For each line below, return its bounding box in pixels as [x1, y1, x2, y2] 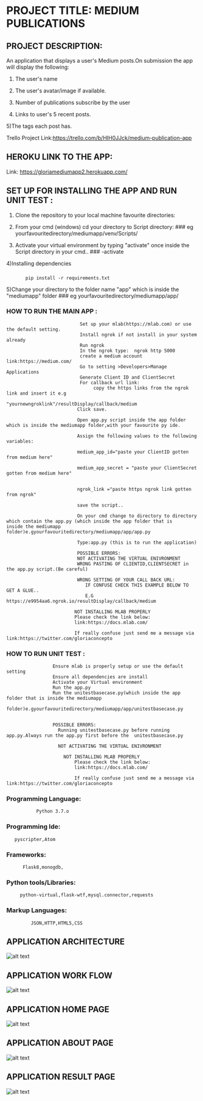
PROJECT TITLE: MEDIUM [6, 4, 140, 18]
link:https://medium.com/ [6, 358, 72, 364]
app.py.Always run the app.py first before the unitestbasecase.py [6, 733, 184, 739]
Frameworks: [6, 850, 47, 859]
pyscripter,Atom [14, 836, 56, 842]
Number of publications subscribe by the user [15, 99, 131, 106]
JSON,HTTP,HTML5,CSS [30, 920, 83, 926]
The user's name [15, 76, 58, 82]
